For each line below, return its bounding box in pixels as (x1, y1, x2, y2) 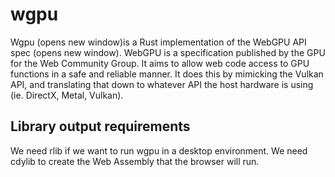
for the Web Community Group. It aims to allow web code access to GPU (10, 57, 310, 69)
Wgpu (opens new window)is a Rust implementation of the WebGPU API (10, 36, 307, 48)
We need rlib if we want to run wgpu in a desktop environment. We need (10, 144, 308, 157)
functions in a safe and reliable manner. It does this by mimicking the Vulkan (10, 68, 324, 80)
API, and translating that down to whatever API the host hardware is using (10, 78, 314, 90)
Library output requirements (10, 118, 191, 135)
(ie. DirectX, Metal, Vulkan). (10, 89, 124, 101)
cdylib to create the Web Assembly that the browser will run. (10, 155, 260, 167)
